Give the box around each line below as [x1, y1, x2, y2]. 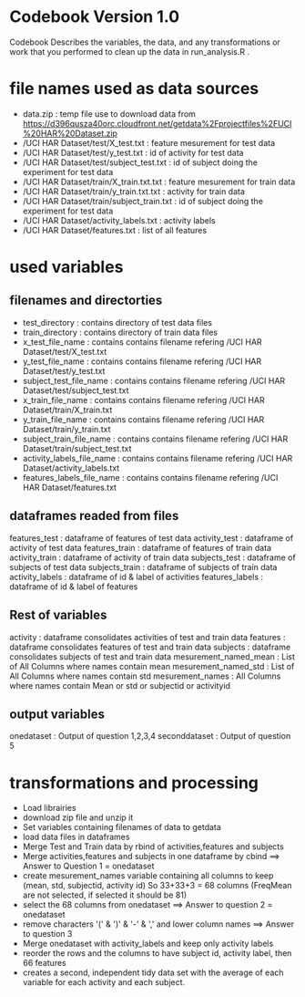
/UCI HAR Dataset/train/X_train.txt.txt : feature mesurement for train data [22, 176, 296, 187]
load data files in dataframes [22, 832, 130, 843]
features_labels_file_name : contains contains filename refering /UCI [22, 472, 279, 483]
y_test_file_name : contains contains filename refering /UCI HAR [22, 356, 262, 367]
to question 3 [22, 929, 73, 940]
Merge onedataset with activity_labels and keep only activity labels [22, 938, 274, 950]
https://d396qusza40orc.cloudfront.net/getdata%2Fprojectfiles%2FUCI [22, 118, 292, 129]
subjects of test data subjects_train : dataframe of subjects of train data [9, 561, 278, 572]
